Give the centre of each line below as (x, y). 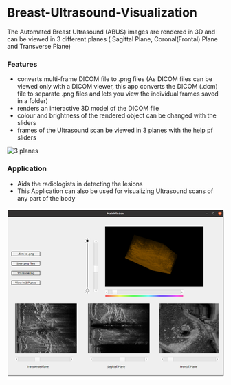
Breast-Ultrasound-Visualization (102, 13)
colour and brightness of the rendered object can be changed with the (117, 115)
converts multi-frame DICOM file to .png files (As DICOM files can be (115, 79)
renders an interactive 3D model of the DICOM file (88, 109)
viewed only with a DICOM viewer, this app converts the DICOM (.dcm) (117, 87)
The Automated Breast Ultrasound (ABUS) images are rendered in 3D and (111, 32)
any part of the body (46, 198)
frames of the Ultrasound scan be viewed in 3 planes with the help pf (115, 130)
